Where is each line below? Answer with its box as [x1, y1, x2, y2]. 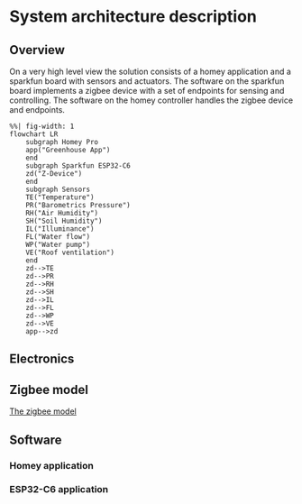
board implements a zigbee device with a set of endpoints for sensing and [9, 86, 285, 96]
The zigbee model [9, 406, 77, 417]
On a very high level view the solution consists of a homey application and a [9, 66, 291, 77]
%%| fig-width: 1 [9, 122, 75, 131]
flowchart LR [9, 130, 59, 139]
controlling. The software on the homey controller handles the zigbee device [9, 95, 294, 105]
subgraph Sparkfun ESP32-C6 [25, 161, 131, 170]
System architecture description [9, 6, 257, 27]
